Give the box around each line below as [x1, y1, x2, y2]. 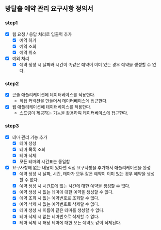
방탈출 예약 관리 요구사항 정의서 [5, 4, 94, 13]
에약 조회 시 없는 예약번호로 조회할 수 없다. [19, 195, 100, 201]
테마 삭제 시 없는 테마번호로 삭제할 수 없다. [19, 213, 100, 219]
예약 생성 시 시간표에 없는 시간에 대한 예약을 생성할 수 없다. [19, 183, 130, 189]
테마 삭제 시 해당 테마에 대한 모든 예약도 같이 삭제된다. [19, 219, 122, 225]
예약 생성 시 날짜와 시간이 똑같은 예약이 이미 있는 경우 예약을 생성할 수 [19, 62, 151, 67]
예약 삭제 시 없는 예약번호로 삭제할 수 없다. [19, 201, 100, 207]
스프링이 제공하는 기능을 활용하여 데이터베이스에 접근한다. [19, 110, 129, 116]
